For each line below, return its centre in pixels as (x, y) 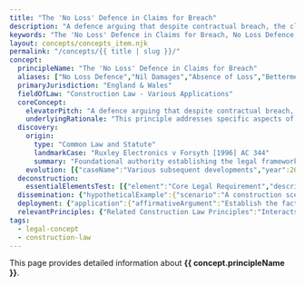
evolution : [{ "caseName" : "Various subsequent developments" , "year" (156, 170)
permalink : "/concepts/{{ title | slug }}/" (95, 52)
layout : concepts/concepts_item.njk (79, 43)
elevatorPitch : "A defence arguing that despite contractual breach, (160, 111)
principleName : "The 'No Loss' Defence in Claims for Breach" (138, 69)
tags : (20, 220)
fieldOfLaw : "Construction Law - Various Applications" (125, 94)
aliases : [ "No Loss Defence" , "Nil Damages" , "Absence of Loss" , (139, 77)
